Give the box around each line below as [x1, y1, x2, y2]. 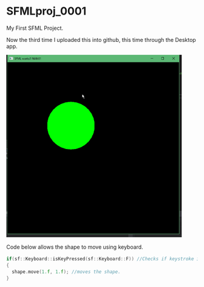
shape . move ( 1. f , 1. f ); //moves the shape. [12, 269, 121, 275]
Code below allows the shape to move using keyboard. [6, 243, 144, 251]
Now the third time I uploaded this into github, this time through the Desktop [6, 36, 196, 43]
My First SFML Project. [6, 24, 64, 32]
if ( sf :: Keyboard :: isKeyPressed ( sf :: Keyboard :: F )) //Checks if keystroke [6, 255, 194, 262]
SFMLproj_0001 [6, 4, 87, 18]
